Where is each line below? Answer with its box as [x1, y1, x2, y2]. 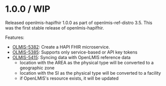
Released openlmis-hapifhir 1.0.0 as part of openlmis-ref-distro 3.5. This [5, 20, 153, 26]
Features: [5, 34, 25, 40]
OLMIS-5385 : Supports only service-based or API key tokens [12, 49, 138, 55]
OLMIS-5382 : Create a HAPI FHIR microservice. [12, 44, 110, 50]
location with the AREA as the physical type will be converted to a [19, 59, 154, 65]
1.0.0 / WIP [5, 3, 51, 15]
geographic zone [19, 65, 55, 71]
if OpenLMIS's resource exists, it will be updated [19, 75, 119, 81]
